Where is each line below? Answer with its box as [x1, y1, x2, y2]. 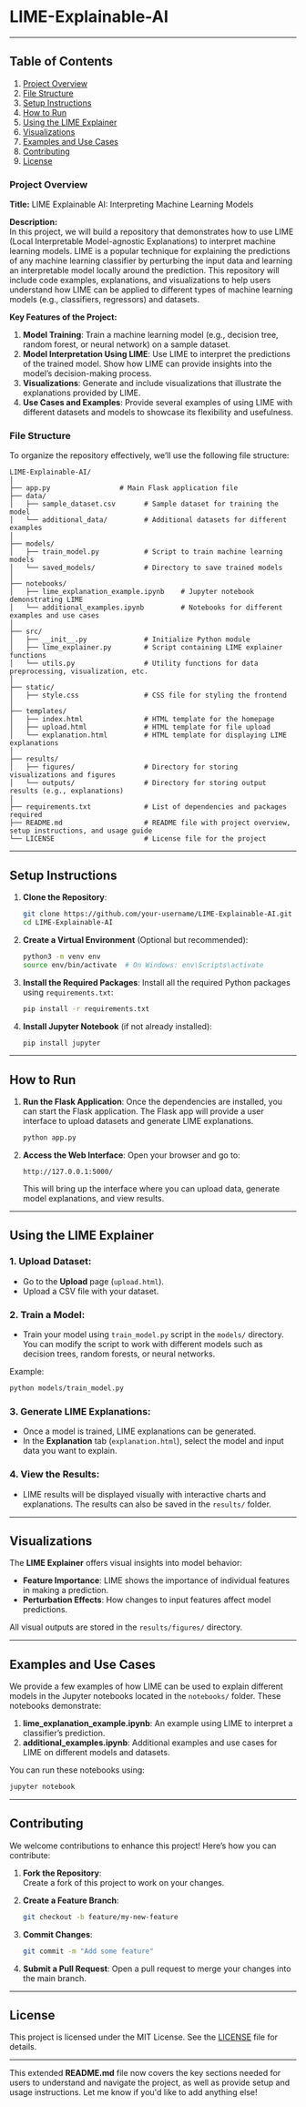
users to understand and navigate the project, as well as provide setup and [9, 2077, 291, 2088]
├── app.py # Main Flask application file [9, 484, 239, 493]
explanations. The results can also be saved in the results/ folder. [22, 1498, 271, 1509]
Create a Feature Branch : [22, 1895, 120, 1906]
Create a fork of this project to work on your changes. [22, 1877, 225, 1887]
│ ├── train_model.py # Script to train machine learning [9, 547, 283, 557]
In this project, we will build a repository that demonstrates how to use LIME [9, 226, 294, 238]
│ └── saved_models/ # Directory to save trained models [9, 563, 283, 573]
